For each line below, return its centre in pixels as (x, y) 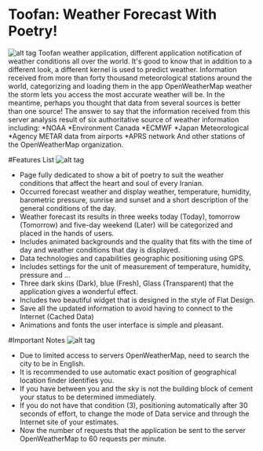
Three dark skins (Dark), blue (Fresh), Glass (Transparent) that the (126, 283)
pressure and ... (45, 275)
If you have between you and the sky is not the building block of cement (136, 388)
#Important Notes (37, 340)
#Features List (31, 159)
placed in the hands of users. (67, 233)
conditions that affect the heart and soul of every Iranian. (111, 183)
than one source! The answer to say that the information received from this (129, 111)
